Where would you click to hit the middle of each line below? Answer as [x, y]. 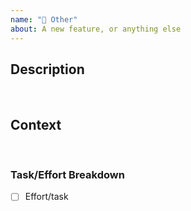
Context [36, 124]
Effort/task [46, 197]
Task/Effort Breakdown [67, 175]
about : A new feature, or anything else [96, 29]
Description [47, 69]
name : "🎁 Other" [44, 19]
